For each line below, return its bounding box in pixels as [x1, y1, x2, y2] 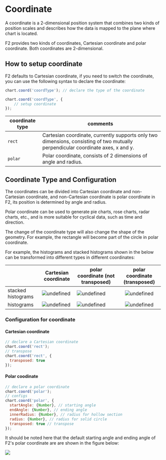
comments [87, 120, 114, 127]
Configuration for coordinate [5, 316, 76, 323]
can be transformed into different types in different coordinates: [5, 254, 135, 260]
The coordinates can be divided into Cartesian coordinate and [5, 189, 131, 195]
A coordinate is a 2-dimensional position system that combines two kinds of [5, 20, 160, 26]
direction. [5, 220, 25, 226]
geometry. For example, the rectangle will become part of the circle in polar [5, 234, 159, 240]
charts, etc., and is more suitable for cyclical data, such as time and [5, 214, 142, 220]
